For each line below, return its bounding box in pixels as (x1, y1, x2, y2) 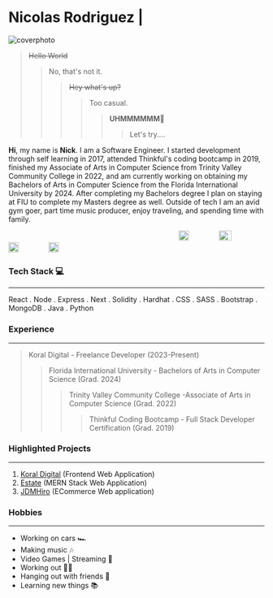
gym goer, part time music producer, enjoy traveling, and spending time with (8, 206, 264, 215)
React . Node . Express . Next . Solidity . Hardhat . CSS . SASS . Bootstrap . (8, 295, 258, 305)
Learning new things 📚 (19, 581, 99, 591)
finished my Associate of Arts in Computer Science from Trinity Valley (8, 162, 242, 172)
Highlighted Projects (8, 443, 92, 454)
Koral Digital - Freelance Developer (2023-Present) (28, 349, 200, 359)
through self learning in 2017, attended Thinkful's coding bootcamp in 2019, (8, 154, 262, 163)
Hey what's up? (68, 82, 122, 92)
